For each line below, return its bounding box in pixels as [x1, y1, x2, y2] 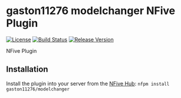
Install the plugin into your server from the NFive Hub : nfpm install [6, 80, 170, 87]
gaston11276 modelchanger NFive [6, 4, 176, 18]
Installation [6, 65, 48, 75]
